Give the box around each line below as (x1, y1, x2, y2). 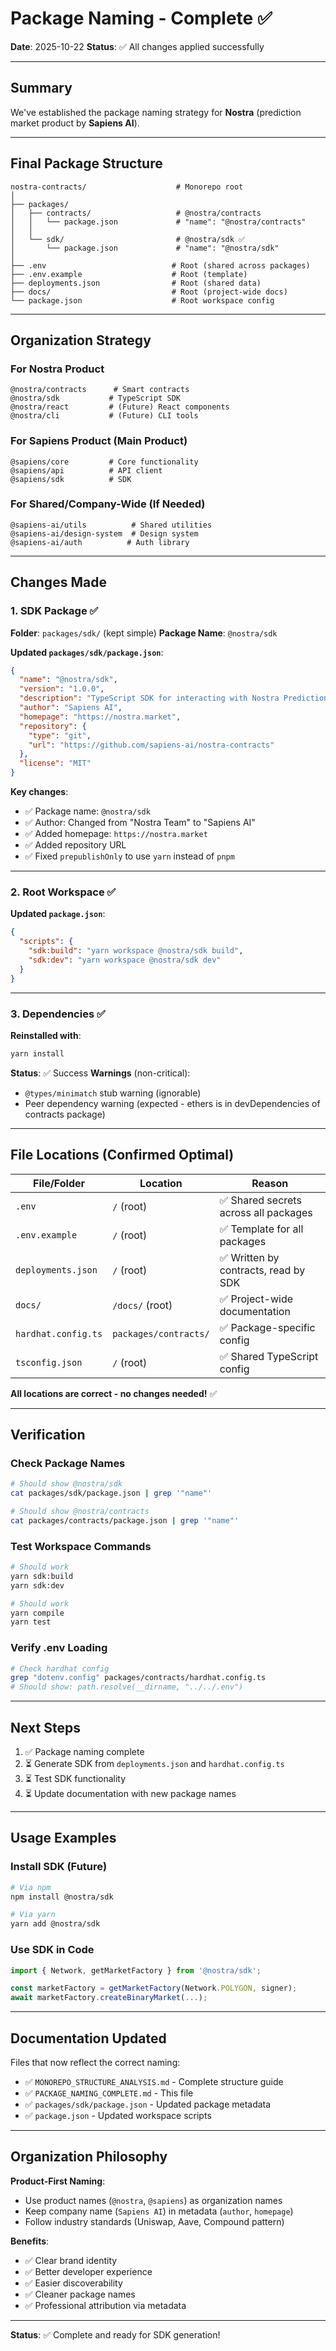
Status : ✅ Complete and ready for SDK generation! (10, 2328, 221, 2341)
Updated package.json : (10, 908, 106, 920)
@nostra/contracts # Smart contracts (10, 385, 190, 395)
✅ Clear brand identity (24, 2254, 118, 2266)
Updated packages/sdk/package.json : (10, 646, 164, 658)
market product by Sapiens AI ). (10, 117, 140, 129)
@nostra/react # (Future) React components (10, 402, 230, 412)
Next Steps (10, 1719, 81, 1736)
